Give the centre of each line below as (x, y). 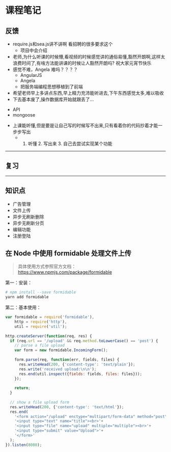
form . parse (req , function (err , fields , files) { (67, 360)
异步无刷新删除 (28, 216)
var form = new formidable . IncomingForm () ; (61, 350)
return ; (22, 388)
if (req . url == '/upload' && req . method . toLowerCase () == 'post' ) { (84, 341)
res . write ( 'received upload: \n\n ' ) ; (58, 369)
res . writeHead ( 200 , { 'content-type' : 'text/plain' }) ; (77, 364)
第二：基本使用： (23, 307)
